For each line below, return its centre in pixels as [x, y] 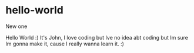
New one [16, 26]
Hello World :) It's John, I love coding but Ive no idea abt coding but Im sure [97, 37]
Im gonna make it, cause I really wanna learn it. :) [65, 44]
